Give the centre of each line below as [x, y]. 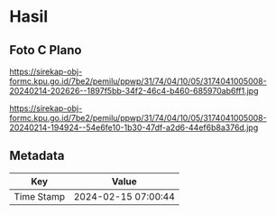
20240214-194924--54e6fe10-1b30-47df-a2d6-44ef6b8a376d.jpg [134, 127]
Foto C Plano [46, 50]
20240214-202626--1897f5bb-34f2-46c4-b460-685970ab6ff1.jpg [134, 91]
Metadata [37, 156]
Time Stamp [40, 196]
